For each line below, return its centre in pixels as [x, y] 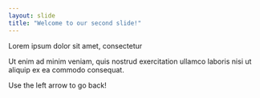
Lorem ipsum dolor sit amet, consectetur [75, 45]
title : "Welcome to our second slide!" [75, 23]
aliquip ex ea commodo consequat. [66, 69]
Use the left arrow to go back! [57, 85]
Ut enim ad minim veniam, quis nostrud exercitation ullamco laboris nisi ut [130, 61]
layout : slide [32, 16]
